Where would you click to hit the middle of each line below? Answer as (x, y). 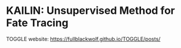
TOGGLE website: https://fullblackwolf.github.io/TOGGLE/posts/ (83, 39)
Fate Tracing (37, 23)
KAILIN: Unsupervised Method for (90, 11)
